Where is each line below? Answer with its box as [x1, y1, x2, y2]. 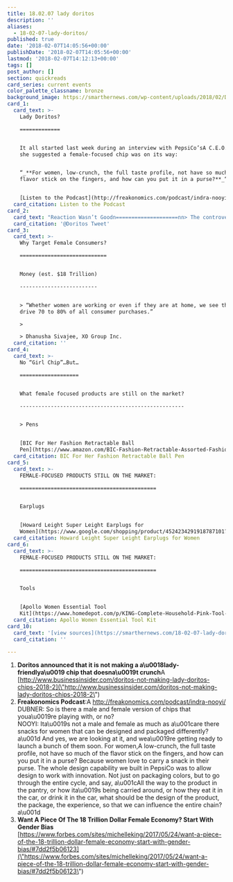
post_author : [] [7, 68, 54, 75]
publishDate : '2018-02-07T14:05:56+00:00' [7, 49, 132, 56]
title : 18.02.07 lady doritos [7, 10, 95, 17]
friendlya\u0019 [17, 668, 65, 677]
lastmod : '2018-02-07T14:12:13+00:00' [7, 55, 119, 62]
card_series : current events [7, 81, 92, 88]
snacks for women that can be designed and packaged [17, 727, 175, 736]
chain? [203, 801, 223, 809]
